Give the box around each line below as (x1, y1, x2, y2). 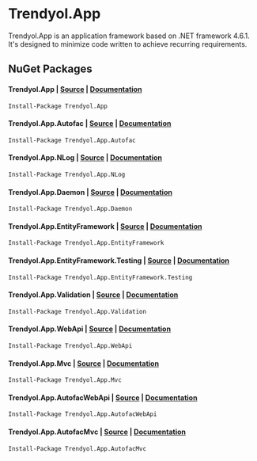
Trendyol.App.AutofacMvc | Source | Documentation (8, 427, 187, 436)
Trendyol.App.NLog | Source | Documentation (8, 153, 163, 162)
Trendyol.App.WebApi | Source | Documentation (8, 324, 172, 333)
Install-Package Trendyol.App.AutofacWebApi (8, 410, 157, 418)
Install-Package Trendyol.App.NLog (8, 170, 126, 178)
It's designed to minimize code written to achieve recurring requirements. (8, 39, 248, 48)
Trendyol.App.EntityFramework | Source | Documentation (8, 221, 202, 230)
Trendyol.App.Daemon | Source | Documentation (8, 187, 172, 196)
